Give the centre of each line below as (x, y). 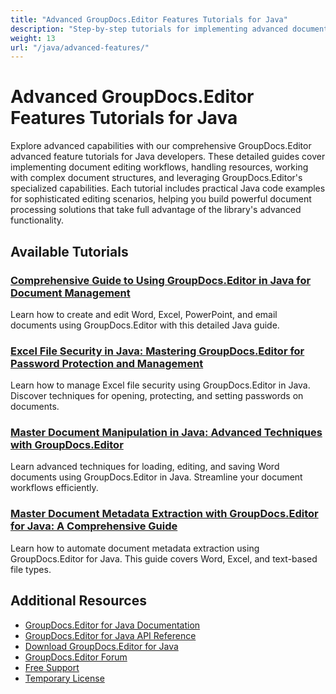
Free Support (52, 667)
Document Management (70, 293)
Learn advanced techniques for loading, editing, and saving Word (145, 467)
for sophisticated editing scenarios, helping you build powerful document (161, 199)
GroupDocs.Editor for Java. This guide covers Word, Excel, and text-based (164, 558)
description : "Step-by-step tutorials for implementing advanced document (169, 29)
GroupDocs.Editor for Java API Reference (110, 635)
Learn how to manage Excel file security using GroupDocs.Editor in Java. (160, 385)
